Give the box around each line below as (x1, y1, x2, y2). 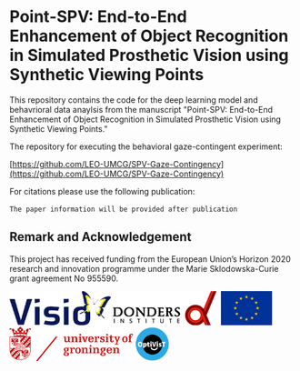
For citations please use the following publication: (9, 185, 195, 196)
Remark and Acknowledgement (9, 229, 192, 245)
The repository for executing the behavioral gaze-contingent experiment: (9, 141, 284, 152)
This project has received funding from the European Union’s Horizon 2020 (9, 253, 291, 265)
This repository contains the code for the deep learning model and (9, 94, 258, 105)
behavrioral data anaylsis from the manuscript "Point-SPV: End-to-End (9, 104, 274, 115)
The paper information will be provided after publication (9, 205, 238, 214)
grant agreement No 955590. (9, 273, 119, 284)
